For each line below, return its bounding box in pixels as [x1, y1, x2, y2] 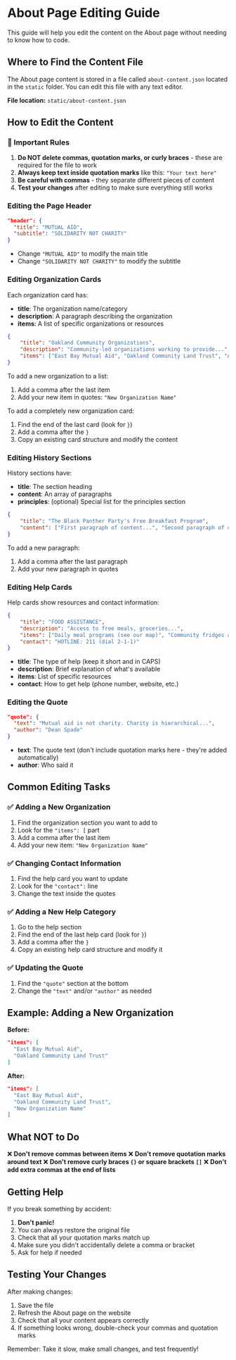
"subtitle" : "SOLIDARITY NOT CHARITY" [13, 230, 128, 237]
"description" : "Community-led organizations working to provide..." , [20, 346, 231, 353]
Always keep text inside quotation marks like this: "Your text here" [17, 168, 217, 177]
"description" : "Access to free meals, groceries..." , [20, 625, 184, 632]
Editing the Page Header [7, 201, 92, 211]
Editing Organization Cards [7, 275, 102, 285]
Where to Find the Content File [7, 56, 144, 68]
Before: [7, 1025, 29, 1034]
